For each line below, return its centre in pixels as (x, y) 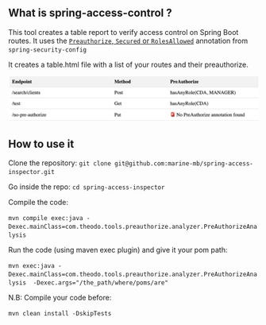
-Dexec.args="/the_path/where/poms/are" (101, 283)
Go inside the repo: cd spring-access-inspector (87, 187)
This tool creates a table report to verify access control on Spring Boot (123, 32)
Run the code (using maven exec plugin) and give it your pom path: (118, 250)
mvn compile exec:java (46, 219)
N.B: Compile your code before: (60, 298)
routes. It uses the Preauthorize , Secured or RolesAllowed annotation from (128, 41)
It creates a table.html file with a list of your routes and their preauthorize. (128, 64)
